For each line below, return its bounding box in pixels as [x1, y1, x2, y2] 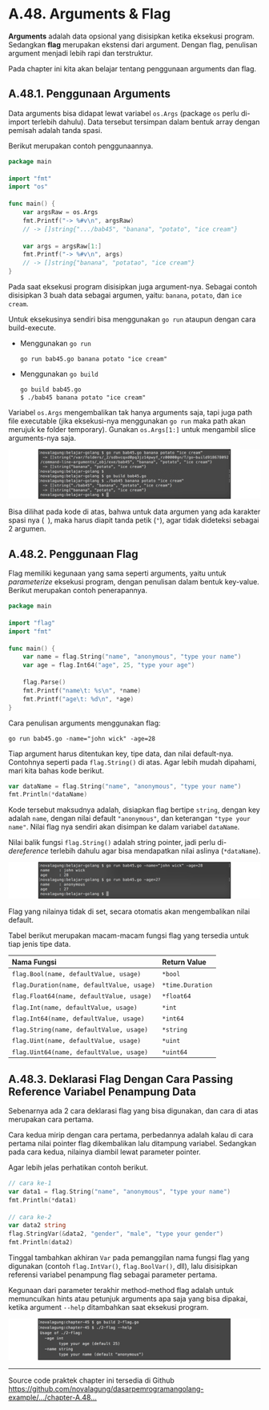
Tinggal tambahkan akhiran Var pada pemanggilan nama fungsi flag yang [8, 1253, 250, 1263]
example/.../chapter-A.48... [8, 1392, 98, 1403]
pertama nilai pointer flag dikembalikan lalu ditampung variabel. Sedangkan [8, 1139, 257, 1149]
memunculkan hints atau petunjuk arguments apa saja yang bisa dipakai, [8, 1294, 248, 1303]
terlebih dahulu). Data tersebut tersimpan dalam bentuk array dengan [31, 117, 260, 127]
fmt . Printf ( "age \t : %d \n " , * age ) [22, 695, 134, 703]
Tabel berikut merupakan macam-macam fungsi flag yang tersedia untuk [8, 931, 250, 940]
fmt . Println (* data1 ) [8, 1196, 78, 1204]
